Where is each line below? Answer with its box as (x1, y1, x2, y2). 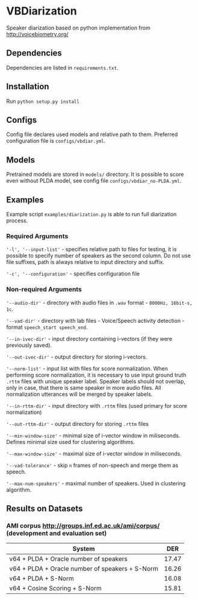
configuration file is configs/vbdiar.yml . (6, 137, 106, 145)
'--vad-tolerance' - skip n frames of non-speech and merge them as (6, 461, 179, 469)
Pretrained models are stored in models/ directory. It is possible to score (6, 170, 184, 178)
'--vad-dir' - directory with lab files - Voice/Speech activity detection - (6, 317, 185, 324)
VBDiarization (6, 4, 77, 18)
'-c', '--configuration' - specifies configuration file (6, 270, 140, 278)
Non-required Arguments (6, 285, 82, 293)
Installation (6, 81, 49, 92)
